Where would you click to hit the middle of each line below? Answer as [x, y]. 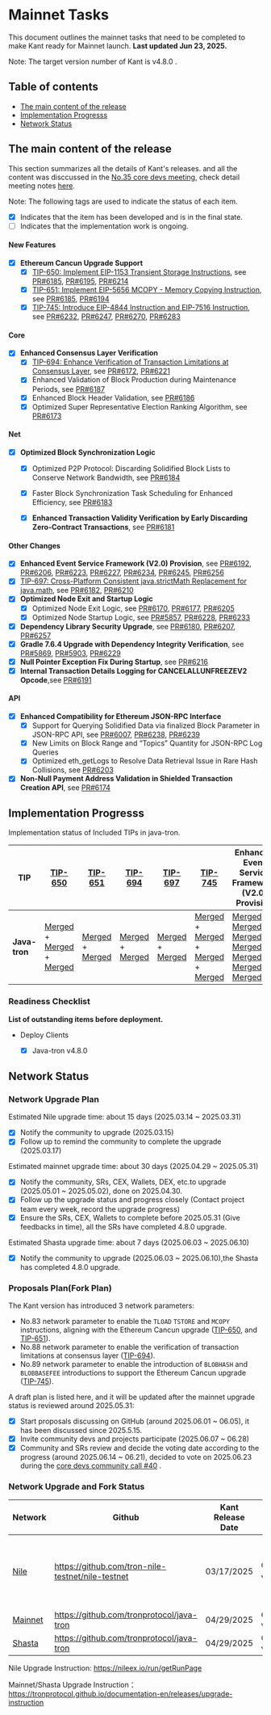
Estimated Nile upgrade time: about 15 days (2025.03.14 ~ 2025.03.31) [125, 1117]
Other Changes [34, 545]
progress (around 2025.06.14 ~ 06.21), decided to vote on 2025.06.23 [136, 1457]
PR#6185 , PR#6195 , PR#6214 [80, 281]
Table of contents [53, 87]
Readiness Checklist [49, 1002]
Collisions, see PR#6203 [73, 770]
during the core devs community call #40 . [91, 1466]
